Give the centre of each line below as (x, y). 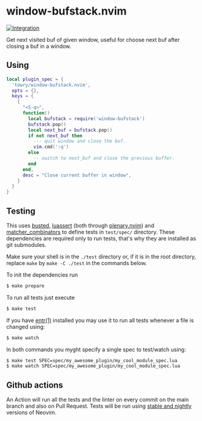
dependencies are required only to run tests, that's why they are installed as (101, 238)
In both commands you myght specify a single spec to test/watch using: (96, 349)
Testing (21, 211)
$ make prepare (25, 286)
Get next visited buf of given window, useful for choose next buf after (93, 39)
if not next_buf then (56, 136)
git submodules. (26, 244)
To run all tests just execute (41, 297)
